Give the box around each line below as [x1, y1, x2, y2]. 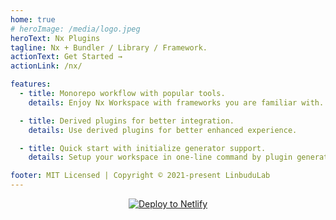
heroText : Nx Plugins [10, 33, 101, 43]
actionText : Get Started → [10, 52, 123, 62]
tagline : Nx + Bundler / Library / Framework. [10, 42, 208, 53]
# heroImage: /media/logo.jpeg [10, 24, 141, 34]
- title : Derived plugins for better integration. [19, 116, 235, 126]
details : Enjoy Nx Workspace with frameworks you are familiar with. [28, 97, 325, 108]
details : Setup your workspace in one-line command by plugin [28, 152, 293, 163]
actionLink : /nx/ [10, 61, 83, 71]
